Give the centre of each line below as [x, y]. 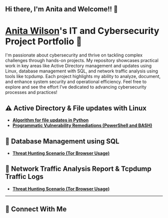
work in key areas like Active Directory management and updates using [78, 66]
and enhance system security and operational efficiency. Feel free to [76, 82]
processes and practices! [31, 92]
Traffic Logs [24, 177]
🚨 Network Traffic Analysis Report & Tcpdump [78, 169]
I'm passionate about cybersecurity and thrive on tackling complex [74, 55]
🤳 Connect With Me [36, 209]
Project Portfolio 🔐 [44, 41]
